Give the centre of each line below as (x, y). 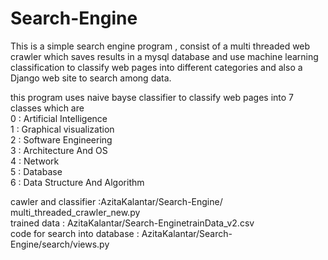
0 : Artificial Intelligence (59, 118)
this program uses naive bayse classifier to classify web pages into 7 (152, 97)
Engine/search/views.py (60, 244)
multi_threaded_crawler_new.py (75, 212)
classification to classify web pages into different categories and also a (156, 67)
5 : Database (36, 171)
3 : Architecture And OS (59, 150)
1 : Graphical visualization (62, 129)
